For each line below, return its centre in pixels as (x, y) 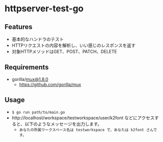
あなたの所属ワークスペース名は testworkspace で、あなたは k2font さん (86, 130)
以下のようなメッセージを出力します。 (63, 124)
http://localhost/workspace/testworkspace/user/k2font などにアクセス (83, 118)
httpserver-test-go (44, 9)
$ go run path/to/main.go (38, 112)
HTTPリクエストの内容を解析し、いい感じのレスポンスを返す (74, 45)
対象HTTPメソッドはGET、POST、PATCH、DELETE (64, 52)
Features (18, 27)
